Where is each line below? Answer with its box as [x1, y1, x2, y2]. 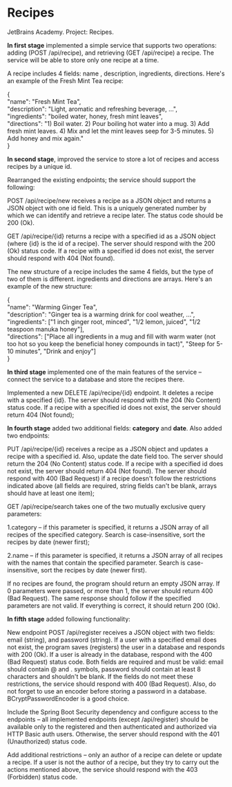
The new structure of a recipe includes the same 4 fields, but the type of [7, 267, 214, 275]
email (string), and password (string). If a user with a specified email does [7, 635, 217, 644]
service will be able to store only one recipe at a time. [7, 55, 159, 64]
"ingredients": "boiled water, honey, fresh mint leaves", [7, 112, 164, 120]
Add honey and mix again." [7, 134, 84, 143]
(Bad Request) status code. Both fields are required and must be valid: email [7, 658, 224, 666]
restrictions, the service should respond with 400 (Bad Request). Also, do [7, 680, 216, 688]
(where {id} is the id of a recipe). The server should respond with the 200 [7, 239, 215, 247]
